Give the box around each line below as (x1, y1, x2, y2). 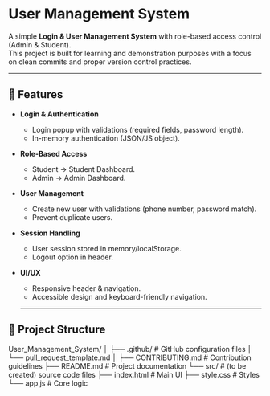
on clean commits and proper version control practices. (8, 57, 192, 67)
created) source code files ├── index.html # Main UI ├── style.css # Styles (8, 369, 260, 379)
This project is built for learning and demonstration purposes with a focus (8, 48, 252, 58)
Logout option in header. (31, 252, 114, 262)
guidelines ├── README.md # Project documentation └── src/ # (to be (8, 361, 247, 370)
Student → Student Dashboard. (31, 164, 135, 174)
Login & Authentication (19, 109, 99, 119)
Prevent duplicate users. (31, 212, 113, 222)
